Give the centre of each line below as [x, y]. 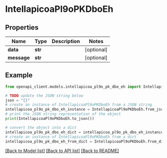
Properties [22, 27]
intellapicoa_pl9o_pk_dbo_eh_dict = [43, 132]
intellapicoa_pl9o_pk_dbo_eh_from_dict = [49, 141]
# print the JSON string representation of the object [63, 114]
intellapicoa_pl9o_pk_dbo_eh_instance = [48, 109]
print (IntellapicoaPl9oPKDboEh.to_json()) [50, 119]
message [19, 58]
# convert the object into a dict [41, 127]
